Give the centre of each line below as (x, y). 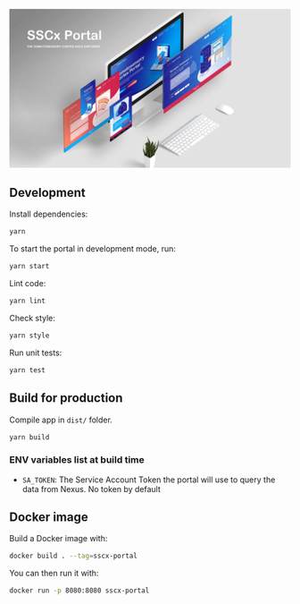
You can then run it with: (54, 574)
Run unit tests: (36, 353)
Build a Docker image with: (58, 539)
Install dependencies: (49, 214)
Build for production (66, 398)
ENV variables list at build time (77, 460)
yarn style (29, 336)
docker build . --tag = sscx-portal (74, 556)
